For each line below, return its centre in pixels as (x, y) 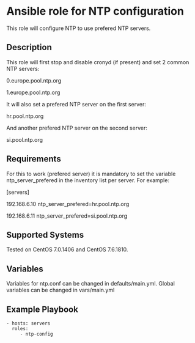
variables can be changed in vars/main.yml (61, 290)
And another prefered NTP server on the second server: (77, 128)
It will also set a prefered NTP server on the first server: (76, 104)
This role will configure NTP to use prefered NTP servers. (79, 28)
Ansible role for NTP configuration (95, 11)
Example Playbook (42, 309)
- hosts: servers (28, 323)
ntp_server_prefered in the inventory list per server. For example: (88, 180)
